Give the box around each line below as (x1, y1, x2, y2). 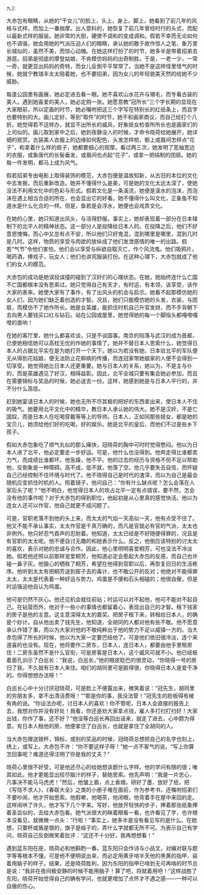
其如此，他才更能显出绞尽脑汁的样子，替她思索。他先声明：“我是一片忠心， (6, 771, 195, 778)
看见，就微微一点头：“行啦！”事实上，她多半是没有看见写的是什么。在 (16, 817, 192, 823)
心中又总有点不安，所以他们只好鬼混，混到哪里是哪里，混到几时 (38, 230, 198, 237)
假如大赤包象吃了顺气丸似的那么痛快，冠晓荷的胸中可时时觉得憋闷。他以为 (6, 441, 192, 448)
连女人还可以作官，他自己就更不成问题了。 (6, 502, 113, 508)
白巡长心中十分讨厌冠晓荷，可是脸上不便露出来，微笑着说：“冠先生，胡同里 (6, 684, 195, 692)
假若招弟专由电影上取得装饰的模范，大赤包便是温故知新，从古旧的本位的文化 (6, 172, 198, 179)
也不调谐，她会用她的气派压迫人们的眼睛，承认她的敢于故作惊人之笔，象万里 (6, 40, 198, 47)
